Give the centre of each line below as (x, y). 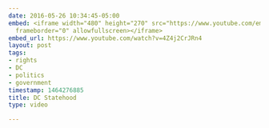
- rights (23, 61)
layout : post (30, 46)
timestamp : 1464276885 (46, 90)
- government (30, 82)
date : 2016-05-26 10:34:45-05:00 (64, 16)
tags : (17, 53)
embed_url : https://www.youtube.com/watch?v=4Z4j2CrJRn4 (105, 38)
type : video (28, 105)
